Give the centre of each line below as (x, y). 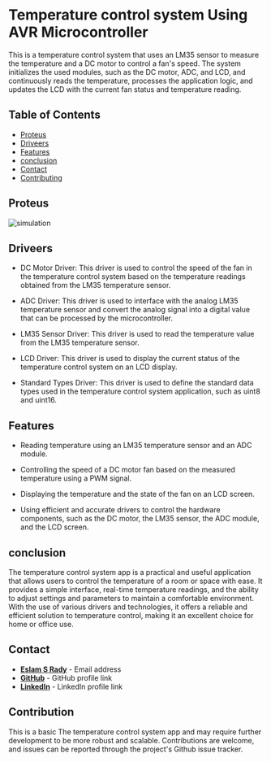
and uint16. (38, 400)
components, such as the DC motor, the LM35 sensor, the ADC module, (140, 519)
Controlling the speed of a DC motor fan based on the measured (127, 470)
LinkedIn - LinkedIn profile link (71, 686)
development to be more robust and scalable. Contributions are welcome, (131, 740)
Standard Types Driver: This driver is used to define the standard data (137, 383)
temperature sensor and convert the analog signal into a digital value (135, 310)
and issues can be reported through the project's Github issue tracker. (126, 749)
